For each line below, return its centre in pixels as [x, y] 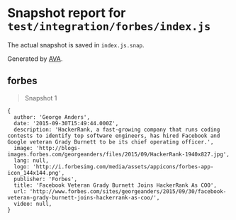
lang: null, [32, 161]
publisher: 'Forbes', [46, 179]
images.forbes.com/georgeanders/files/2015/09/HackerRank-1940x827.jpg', [119, 154]
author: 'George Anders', [52, 117]
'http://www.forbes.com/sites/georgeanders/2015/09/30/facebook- [128, 191]
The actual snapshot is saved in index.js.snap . [76, 45]
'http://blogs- [58, 148]
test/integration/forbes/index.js [109, 27]
